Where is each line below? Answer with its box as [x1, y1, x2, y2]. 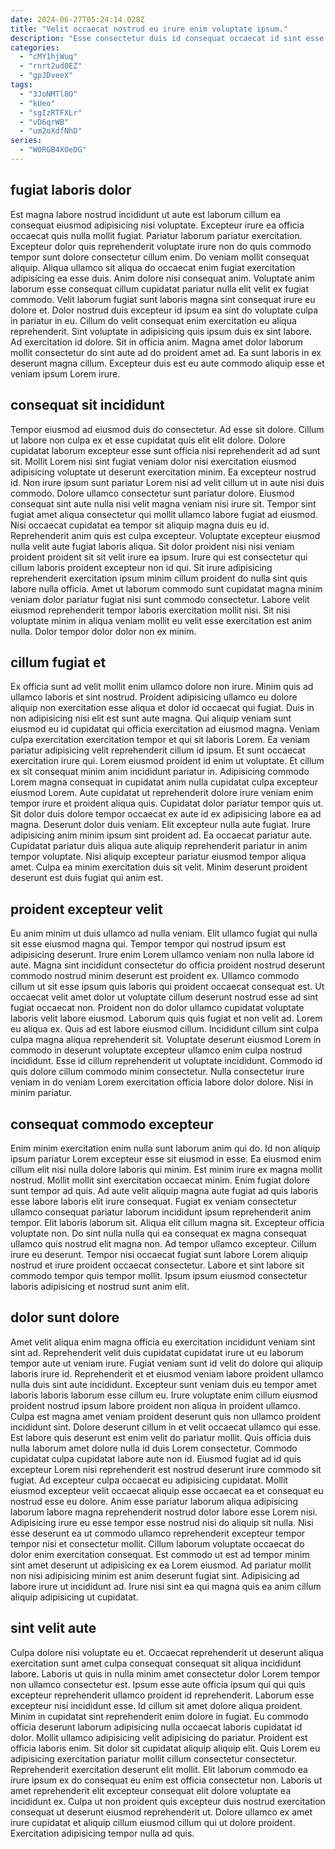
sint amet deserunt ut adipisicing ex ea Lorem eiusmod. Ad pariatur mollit [10, 1559, 312, 1571]
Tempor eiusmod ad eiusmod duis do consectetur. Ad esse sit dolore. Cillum [10, 423, 325, 435]
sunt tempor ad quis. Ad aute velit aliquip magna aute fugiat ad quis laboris [10, 1184, 319, 1196]
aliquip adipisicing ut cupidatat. [10, 1591, 139, 1603]
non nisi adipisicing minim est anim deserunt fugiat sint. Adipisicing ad [10, 1569, 300, 1581]
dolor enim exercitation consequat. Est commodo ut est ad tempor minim [10, 1548, 310, 1560]
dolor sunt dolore [10, 1309, 120, 1326]
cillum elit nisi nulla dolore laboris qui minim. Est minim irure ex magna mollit [10, 1163, 323, 1175]
